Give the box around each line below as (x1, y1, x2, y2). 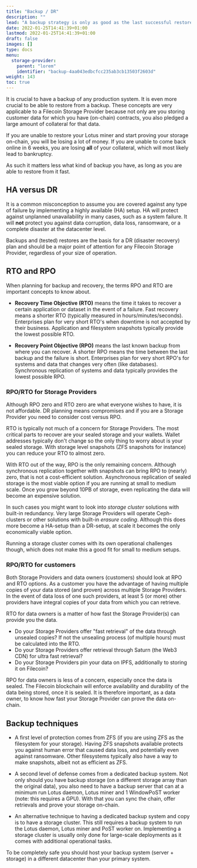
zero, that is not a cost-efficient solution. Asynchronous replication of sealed (6, 473, 191, 481)
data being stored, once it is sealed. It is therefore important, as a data (6, 689, 176, 696)
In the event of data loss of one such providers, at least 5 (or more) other (6, 593, 182, 600)
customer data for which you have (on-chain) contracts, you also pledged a (6, 114, 189, 121)
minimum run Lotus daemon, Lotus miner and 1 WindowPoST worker (14, 789, 181, 796)
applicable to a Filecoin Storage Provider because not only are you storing (6, 108, 185, 115)
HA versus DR (6, 185, 58, 195)
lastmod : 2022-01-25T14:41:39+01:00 (6, 30, 96, 36)
